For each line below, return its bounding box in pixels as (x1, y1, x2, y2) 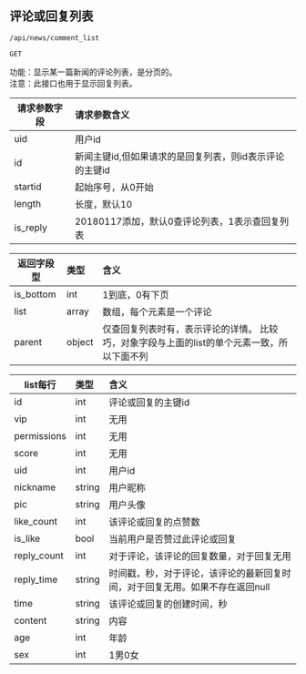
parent (14, 335, 43, 348)
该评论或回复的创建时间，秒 (108, 597, 228, 610)
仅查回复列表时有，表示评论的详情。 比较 (102, 322, 279, 335)
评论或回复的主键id (108, 395, 190, 408)
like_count (14, 515, 57, 527)
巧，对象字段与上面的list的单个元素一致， (102, 336, 280, 349)
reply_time (14, 573, 58, 586)
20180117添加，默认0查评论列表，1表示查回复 (74, 215, 280, 228)
